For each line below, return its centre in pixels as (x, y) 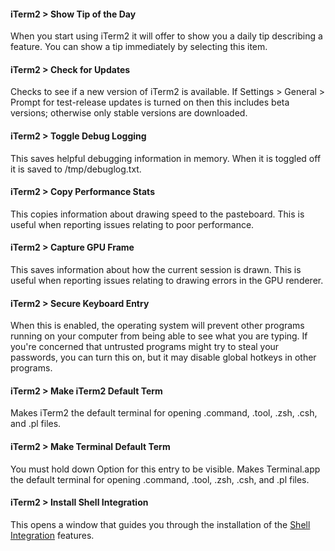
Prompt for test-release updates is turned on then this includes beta (150, 102)
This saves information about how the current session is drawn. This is (156, 270)
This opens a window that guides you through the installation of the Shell (160, 524)
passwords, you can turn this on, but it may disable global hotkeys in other (163, 357)
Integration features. (52, 535)
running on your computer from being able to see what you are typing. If (159, 336)
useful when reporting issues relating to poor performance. (132, 224)
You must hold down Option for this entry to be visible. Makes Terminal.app (165, 469)
